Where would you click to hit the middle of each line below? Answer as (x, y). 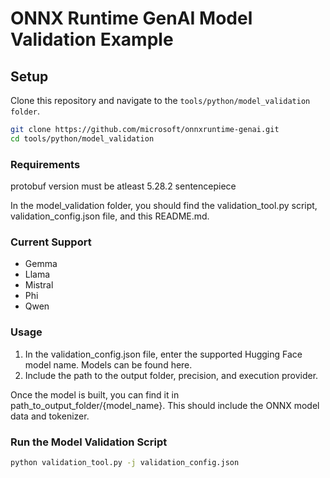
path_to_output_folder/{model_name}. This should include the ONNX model (165, 405)
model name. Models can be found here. (108, 364)
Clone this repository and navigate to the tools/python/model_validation (160, 100)
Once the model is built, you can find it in (95, 394)
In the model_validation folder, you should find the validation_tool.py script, (164, 206)
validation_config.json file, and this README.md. (110, 216)
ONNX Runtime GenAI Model (131, 18)
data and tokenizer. (50, 416)
